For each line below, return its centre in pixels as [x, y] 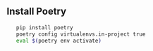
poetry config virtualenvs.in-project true [81, 34]
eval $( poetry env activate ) [59, 41]
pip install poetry [44, 27]
